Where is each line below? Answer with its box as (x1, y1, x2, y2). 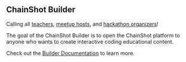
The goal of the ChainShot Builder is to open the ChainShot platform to (6, 32, 181, 39)
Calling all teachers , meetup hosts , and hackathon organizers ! (6, 20, 158, 27)
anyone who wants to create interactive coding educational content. (6, 38, 174, 45)
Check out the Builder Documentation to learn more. (6, 50, 135, 57)
